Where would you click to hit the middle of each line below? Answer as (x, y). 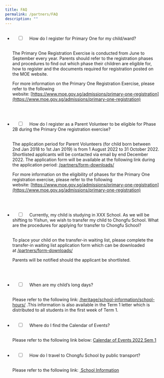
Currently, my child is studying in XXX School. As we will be (89, 215)
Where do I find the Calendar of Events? (70, 325)
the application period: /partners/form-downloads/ (63, 165)
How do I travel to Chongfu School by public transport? (85, 355)
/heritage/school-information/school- (117, 299)
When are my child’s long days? (61, 285)
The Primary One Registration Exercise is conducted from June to (78, 53)
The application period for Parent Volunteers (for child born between (81, 144)
